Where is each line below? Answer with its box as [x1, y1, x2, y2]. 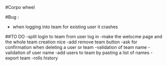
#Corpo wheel [5, 5, 35, 10]
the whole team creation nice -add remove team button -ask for [5, 39, 138, 45]
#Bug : [5, 14, 19, 20]
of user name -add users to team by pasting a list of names [26, 50, 150, 55]
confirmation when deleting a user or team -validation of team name [5, 44, 147, 50]
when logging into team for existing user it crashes [12, 24, 118, 30]
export [5, 55, 19, 61]
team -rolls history [20, 55, 58, 61]
